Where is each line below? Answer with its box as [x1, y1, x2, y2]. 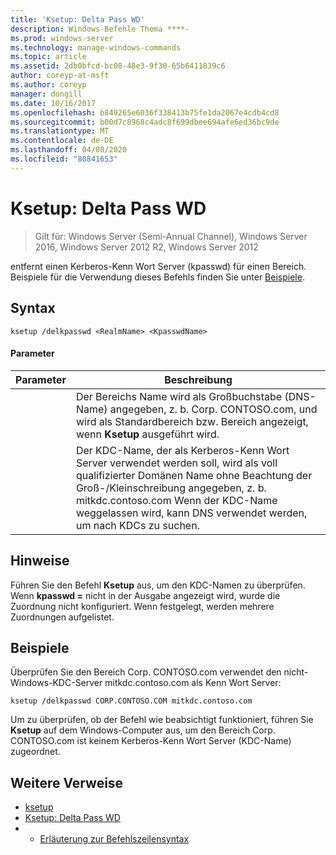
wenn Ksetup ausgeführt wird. [75, 427, 220, 441]
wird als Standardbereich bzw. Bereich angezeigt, [75, 414, 309, 428]
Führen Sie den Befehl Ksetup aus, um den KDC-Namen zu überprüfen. [10, 579, 306, 591]
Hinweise [10, 552, 70, 570]
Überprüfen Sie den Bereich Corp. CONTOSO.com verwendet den [10, 666, 282, 678]
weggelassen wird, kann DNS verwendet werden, [75, 506, 308, 520]
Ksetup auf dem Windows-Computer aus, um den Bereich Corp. [10, 724, 276, 736]
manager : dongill [10, 89, 83, 99]
